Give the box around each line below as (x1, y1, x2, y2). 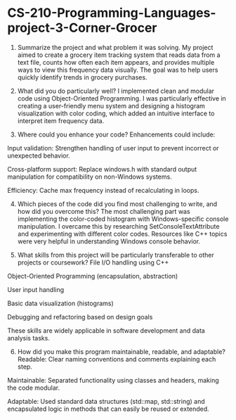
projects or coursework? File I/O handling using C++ (17, 258, 169, 267)
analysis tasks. (7, 333, 51, 342)
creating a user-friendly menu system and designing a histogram (17, 101, 206, 110)
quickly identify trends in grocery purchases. (17, 72, 147, 82)
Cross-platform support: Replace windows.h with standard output (7, 165, 197, 173)
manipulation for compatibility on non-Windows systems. (7, 172, 172, 181)
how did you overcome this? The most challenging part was (17, 207, 191, 215)
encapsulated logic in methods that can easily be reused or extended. (7, 405, 209, 413)
